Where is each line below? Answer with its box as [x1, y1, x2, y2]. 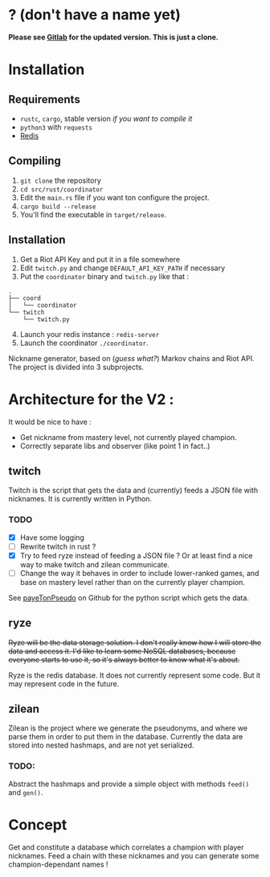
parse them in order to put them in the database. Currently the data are [8, 732, 243, 742]
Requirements [8, 93, 80, 106]
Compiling [8, 154, 62, 168]
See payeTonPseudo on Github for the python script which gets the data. [8, 593, 249, 603]
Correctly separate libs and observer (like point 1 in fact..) [19, 441, 211, 451]
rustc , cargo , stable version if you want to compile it [19, 113, 193, 123]
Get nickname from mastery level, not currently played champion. [19, 432, 237, 442]
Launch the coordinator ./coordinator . [19, 338, 149, 348]
